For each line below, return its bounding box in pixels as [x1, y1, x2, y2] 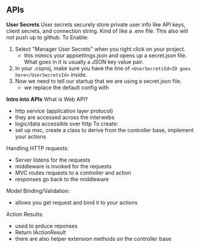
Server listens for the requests [14, 156, 90, 164]
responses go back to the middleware [14, 175, 109, 183]
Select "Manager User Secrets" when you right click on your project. [14, 45, 186, 52]
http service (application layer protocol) [14, 107, 113, 114]
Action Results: [6, 211, 44, 218]
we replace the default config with [23, 84, 110, 91]
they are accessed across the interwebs [14, 113, 114, 121]
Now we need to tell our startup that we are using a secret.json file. [14, 77, 182, 84]
